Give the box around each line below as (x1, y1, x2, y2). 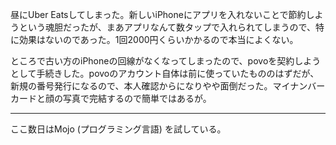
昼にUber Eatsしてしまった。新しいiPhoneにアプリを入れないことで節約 (10, 9, 307, 20)
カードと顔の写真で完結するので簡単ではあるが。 (10, 93, 212, 104)
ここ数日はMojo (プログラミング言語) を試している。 (10, 123, 227, 135)
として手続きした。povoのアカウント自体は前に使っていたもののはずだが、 (10, 68, 320, 79)
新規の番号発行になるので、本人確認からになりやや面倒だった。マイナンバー (10, 80, 326, 92)
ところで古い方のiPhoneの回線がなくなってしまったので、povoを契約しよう (10, 55, 322, 67)
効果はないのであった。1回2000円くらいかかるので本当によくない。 (18, 34, 299, 45)
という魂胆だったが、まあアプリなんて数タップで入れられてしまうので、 (18, 21, 317, 33)
